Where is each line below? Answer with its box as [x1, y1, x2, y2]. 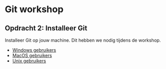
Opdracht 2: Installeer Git [5, 24, 88, 32]
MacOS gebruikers [12, 52, 52, 58]
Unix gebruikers [12, 58, 46, 64]
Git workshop [5, 4, 64, 15]
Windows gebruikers [12, 47, 57, 53]
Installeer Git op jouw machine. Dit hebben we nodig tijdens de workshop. [5, 37, 161, 43]
